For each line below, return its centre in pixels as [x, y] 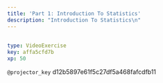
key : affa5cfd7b [31, 52]
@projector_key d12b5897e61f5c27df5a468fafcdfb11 [82, 72]
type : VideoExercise [37, 46]
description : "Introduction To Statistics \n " [74, 20]
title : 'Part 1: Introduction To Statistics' [74, 13]
